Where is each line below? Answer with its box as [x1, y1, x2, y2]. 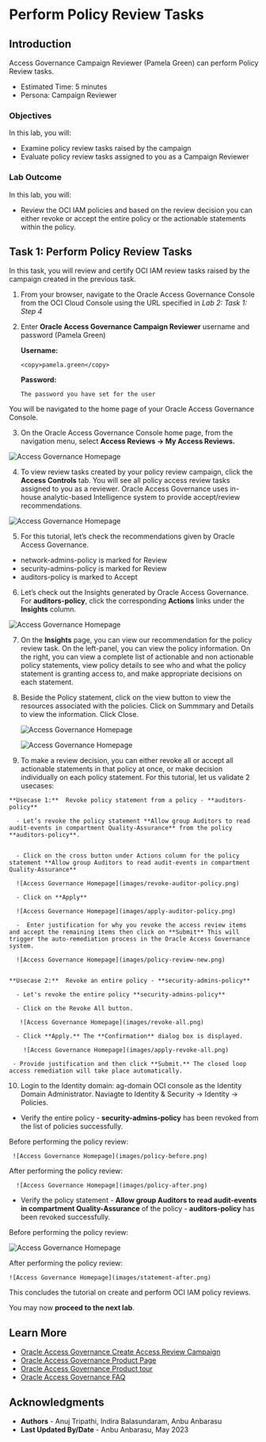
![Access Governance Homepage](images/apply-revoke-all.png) [23, 1046, 229, 1054]
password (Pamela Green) [20, 331, 106, 340]
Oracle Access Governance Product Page [20, 1356, 157, 1365]
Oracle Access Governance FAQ [20, 1372, 126, 1382]
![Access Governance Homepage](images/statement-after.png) [9, 1274, 212, 1282]
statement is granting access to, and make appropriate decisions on [20, 669, 242, 679]
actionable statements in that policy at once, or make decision [20, 764, 223, 774]
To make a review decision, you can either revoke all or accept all [20, 756, 234, 765]
